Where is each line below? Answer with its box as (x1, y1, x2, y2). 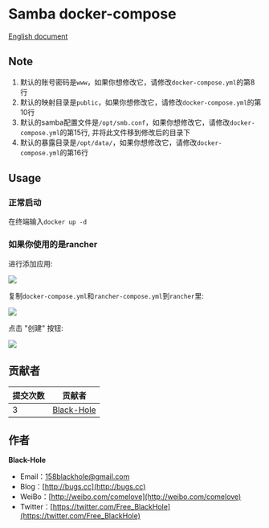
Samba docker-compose (8, 5, 177, 23)
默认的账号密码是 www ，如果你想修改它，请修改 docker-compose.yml (19, 77, 237, 87)
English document (8, 31, 68, 41)
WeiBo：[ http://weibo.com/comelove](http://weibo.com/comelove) (19, 492, 242, 501)
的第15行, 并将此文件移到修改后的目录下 (59, 127, 191, 137)
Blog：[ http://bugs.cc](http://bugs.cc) (19, 482, 146, 492)
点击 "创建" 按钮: (8, 323, 63, 332)
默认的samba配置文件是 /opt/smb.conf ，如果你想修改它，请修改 (19, 118, 230, 127)
